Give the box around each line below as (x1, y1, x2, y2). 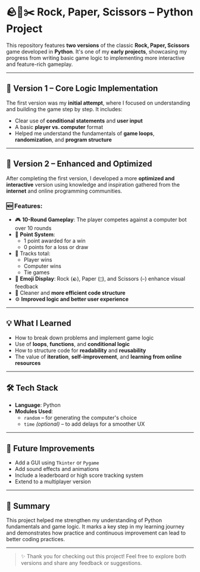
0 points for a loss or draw (23, 243, 89, 250)
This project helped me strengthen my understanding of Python (6, 517, 162, 524)
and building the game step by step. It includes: (6, 105, 123, 112)
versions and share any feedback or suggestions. (20, 560, 142, 567)
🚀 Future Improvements (6, 443, 95, 453)
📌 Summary (6, 501, 51, 511)
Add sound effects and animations (14, 466, 99, 473)
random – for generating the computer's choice (23, 414, 137, 422)
